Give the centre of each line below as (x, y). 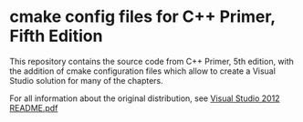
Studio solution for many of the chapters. (87, 80)
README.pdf (34, 107)
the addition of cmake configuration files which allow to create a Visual (143, 71)
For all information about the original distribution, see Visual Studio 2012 (145, 98)
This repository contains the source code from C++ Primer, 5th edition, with (152, 61)
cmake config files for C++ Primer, (142, 17)
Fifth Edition (56, 36)
